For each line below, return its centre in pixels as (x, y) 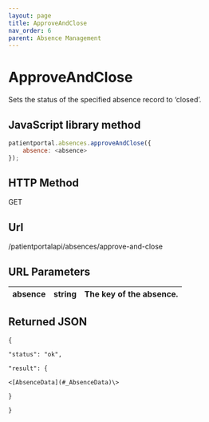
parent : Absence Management (55, 38)
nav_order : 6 (30, 30)
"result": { (28, 368)
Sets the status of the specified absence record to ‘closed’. (105, 100)
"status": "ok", (35, 354)
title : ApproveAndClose (48, 23)
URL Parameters (49, 271)
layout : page (30, 16)
